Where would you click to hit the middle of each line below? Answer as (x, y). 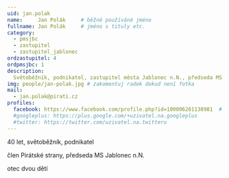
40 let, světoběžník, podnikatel (51, 142)
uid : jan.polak (29, 13)
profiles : (21, 103)
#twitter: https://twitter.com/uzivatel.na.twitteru (90, 122)
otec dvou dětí (27, 168)
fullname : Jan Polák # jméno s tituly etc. (76, 26)
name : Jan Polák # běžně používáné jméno (80, 20)
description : (26, 71)
